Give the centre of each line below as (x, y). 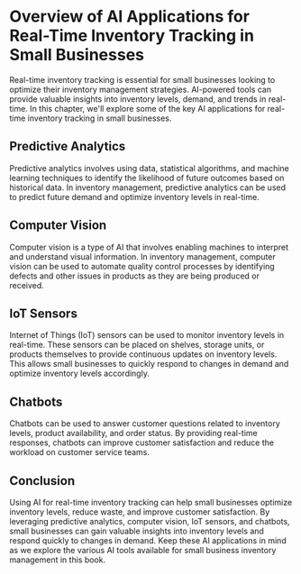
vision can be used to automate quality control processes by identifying (142, 266)
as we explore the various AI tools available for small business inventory (143, 550)
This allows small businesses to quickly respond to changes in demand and (149, 364)
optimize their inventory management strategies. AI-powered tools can (141, 89)
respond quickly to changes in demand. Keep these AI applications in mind (148, 541)
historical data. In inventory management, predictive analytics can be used (148, 187)
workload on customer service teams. (80, 452)
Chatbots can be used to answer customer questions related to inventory (145, 424)
